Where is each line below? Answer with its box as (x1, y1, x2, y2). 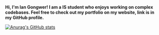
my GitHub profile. (5, 15, 44, 20)
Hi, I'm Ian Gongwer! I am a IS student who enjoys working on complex (5, 4, 153, 10)
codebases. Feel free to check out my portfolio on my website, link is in (5, 9, 155, 15)
